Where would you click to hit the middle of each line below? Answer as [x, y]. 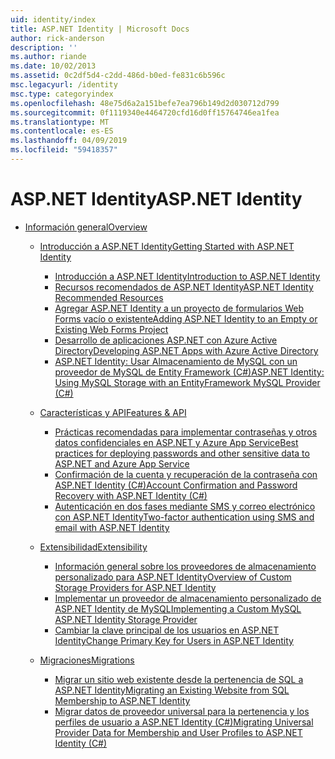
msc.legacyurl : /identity [64, 85]
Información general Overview [86, 227]
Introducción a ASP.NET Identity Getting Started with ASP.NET [167, 246]
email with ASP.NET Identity [112, 527]
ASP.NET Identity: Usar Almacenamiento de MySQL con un [176, 361]
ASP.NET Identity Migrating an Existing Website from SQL [172, 690]
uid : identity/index [53, 19]
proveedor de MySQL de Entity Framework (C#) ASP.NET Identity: [189, 372]
